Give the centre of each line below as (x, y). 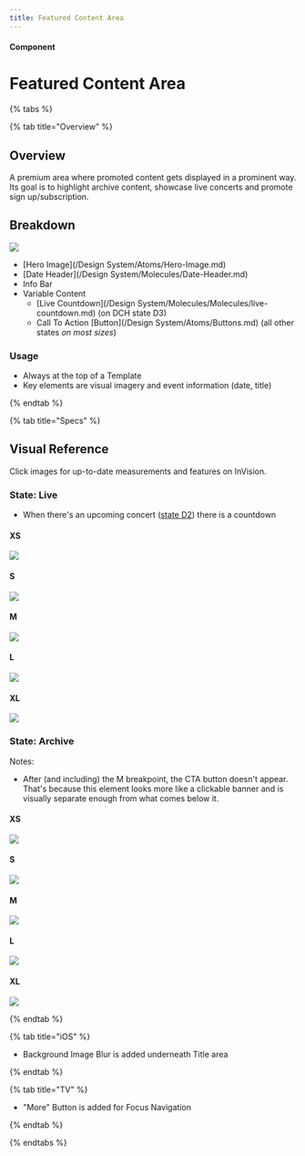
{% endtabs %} (38, 1142)
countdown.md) (66, 313)
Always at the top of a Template (82, 376)
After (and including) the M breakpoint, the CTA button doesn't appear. (155, 779)
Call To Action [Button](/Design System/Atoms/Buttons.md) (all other (165, 322)
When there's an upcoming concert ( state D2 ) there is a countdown (149, 515)
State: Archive (42, 741)
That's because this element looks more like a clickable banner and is (153, 789)
